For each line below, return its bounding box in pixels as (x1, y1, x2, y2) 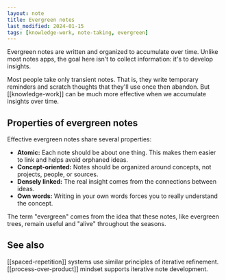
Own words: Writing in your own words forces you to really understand (16, 192, 218, 200)
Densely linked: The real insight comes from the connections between (16, 178, 217, 186)
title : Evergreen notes (7, 16, 75, 23)
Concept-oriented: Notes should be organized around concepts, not (16, 163, 212, 171)
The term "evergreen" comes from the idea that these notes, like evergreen (7, 212, 219, 221)
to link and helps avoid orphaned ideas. (16, 156, 129, 164)
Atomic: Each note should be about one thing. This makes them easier (16, 148, 216, 157)
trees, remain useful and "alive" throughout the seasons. (7, 220, 166, 228)
